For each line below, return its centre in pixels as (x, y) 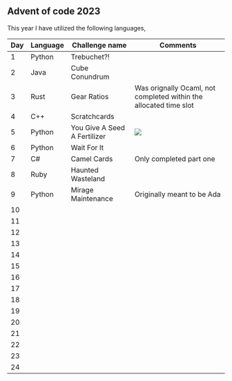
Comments (178, 45)
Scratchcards (93, 116)
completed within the (168, 96)
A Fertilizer (88, 136)
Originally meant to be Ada (177, 194)
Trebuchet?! (90, 57)
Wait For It (87, 147)
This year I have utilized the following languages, (77, 28)
